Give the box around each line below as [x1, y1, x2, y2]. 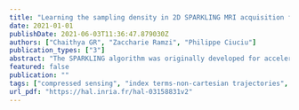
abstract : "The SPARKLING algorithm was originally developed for [9, 54, 261, 63]
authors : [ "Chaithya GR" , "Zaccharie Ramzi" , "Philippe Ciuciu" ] [9, 37, 256, 47]
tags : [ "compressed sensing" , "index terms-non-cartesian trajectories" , [9, 79, 289, 88]
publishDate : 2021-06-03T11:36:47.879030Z [9, 29, 169, 38]
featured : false [9, 63, 69, 72]
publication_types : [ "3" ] [9, 46, 105, 55]
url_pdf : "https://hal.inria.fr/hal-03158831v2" [9, 87, 193, 96]
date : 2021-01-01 [9, 21, 74, 30]
